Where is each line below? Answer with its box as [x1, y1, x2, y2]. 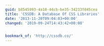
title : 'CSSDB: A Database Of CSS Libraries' [5, 12, 100, 16]
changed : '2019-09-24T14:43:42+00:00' [5, 20, 84, 26]
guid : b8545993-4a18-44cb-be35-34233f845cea [5, 7, 98, 12]
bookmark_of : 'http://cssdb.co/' [5, 33, 74, 39]
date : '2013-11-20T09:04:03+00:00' [5, 16, 78, 21]
